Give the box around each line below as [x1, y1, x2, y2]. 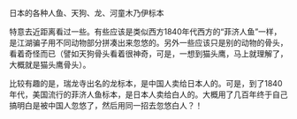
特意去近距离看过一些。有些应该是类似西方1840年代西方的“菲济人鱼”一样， [9, 26, 282, 37]
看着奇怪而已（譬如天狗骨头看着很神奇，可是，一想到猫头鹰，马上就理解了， [9, 48, 288, 59]
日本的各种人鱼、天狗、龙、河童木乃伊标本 [9, 8, 164, 18]
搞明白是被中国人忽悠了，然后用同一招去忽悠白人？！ [9, 100, 203, 110]
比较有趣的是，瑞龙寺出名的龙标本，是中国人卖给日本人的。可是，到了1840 [9, 78, 283, 88]
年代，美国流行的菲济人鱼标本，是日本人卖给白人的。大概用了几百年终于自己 [9, 89, 288, 100]
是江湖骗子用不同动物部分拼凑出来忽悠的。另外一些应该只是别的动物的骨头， [9, 38, 288, 48]
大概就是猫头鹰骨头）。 [9, 60, 91, 70]
